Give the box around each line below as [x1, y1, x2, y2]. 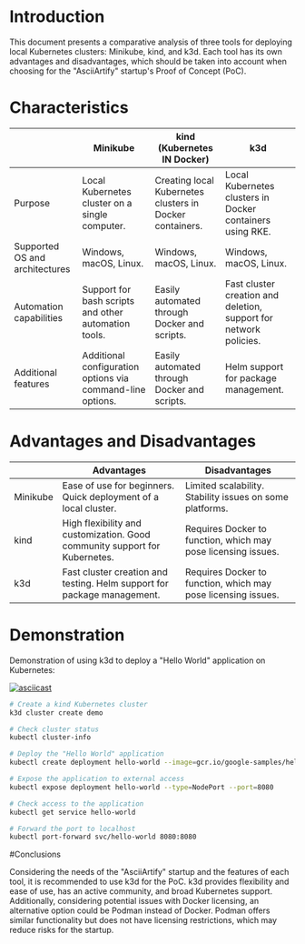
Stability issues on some [184, 490, 289, 503]
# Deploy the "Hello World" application [9, 749, 165, 758]
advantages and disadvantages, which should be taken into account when [9, 55, 288, 66]
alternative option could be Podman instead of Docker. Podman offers [9, 905, 271, 916]
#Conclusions [9, 849, 62, 860]
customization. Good [62, 527, 152, 540]
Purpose [14, 196, 51, 209]
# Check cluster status [9, 725, 100, 734]
